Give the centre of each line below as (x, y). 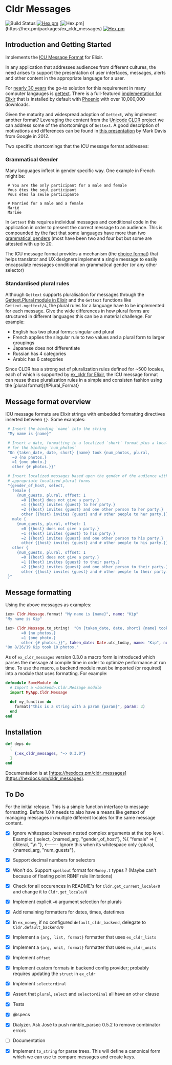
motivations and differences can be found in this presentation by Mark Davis (86, 130)
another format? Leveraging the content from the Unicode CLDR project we (85, 120)
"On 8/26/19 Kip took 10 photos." (42, 647)
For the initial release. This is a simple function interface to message (77, 807)
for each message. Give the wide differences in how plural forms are (78, 311)
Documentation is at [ (28, 773)
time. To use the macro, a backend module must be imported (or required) (83, 668)
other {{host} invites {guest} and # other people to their (87, 572)
